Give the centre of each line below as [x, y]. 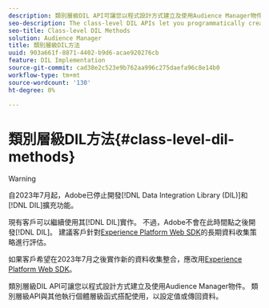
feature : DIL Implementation [57, 61]
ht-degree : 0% [32, 90]
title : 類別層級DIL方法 [44, 46]
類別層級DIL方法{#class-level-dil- [121, 139]
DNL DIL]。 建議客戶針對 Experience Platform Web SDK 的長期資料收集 [135, 232]
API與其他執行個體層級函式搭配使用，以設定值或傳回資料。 [126, 296]
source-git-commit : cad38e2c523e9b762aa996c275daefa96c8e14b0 [114, 68]
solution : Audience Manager [55, 38]
